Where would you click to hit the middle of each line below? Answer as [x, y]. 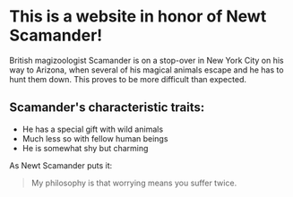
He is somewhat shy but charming [85, 148]
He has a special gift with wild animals [93, 129]
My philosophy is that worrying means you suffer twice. [134, 183]
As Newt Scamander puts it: [61, 165]
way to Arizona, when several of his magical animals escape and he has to [146, 70]
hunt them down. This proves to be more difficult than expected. [128, 79]
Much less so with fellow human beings [95, 138]
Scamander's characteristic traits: [107, 108]
